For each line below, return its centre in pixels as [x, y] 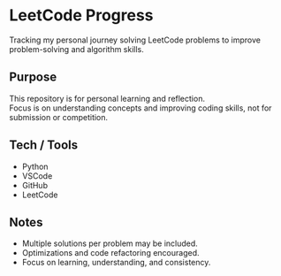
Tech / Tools [44, 146]
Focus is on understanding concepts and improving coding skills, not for [140, 108]
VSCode [37, 176]
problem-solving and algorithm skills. [76, 49]
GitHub [35, 185]
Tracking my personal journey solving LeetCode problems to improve [135, 40]
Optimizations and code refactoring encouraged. [111, 253]
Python [35, 166]
